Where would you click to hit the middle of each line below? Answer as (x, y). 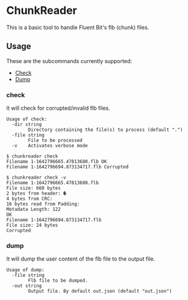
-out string (27, 286)
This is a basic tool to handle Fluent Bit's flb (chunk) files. (78, 27)
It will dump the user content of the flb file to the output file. (81, 259)
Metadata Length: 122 (34, 210)
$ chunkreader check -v (36, 178)
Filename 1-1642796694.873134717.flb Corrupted (68, 167)
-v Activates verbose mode (50, 146)
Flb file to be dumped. (58, 281)
